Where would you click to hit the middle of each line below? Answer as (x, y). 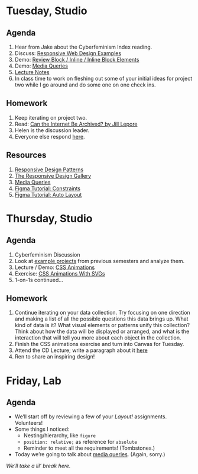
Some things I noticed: (42, 429)
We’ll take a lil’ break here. (38, 466)
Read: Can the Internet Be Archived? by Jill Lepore (76, 124)
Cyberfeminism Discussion (48, 254)
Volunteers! (29, 423)
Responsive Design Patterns (49, 169)
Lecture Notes (32, 72)
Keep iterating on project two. (51, 117)
